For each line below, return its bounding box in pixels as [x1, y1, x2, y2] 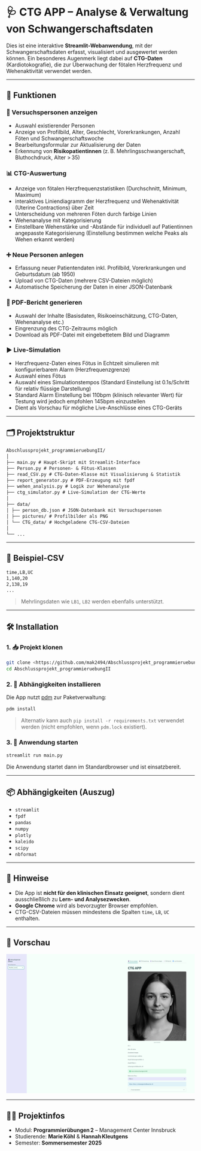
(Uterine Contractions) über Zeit [14, 204, 94, 211]
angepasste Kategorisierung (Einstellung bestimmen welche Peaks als [14, 229, 188, 236]
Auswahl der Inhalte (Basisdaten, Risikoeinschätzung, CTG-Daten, [14, 312, 178, 319]
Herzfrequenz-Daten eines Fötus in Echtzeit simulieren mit [14, 359, 159, 366]
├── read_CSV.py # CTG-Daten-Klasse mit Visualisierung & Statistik [6, 471, 181, 477]
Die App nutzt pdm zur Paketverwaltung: [6, 694, 106, 701]
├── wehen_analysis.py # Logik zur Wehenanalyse [6, 483, 130, 489]
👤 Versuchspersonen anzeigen [6, 108, 98, 117]
